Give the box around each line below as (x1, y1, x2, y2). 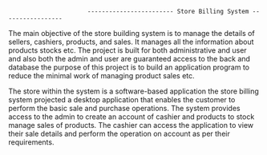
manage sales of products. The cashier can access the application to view (8, 121, 254, 129)
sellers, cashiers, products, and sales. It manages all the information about (8, 37, 254, 46)
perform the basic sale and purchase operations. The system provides (8, 104, 241, 113)
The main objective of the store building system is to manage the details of (8, 29, 255, 38)
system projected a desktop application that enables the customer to (8, 95, 236, 104)
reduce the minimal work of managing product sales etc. (8, 71, 195, 80)
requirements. (8, 137, 55, 147)
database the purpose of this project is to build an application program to (8, 62, 250, 72)
